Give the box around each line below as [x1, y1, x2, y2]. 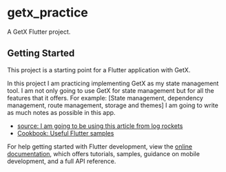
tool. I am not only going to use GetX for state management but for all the [7, 86, 215, 94]
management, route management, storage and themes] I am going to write [7, 101, 218, 109]
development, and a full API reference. [7, 157, 116, 165]
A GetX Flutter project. [7, 28, 71, 36]
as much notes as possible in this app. [7, 108, 116, 116]
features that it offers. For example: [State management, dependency [7, 94, 203, 102]
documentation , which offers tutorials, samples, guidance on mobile [7, 149, 200, 158]
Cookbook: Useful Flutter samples [17, 129, 114, 137]
